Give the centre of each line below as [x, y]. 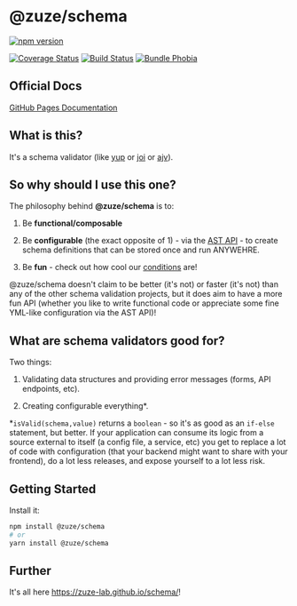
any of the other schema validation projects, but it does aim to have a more [146, 294]
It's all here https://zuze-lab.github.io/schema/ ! [95, 592]
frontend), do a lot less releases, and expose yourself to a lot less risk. [137, 461]
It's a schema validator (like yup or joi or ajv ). [91, 156]
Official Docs [46, 86]
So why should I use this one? [93, 184]
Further [30, 571]
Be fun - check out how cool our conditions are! [109, 267]
